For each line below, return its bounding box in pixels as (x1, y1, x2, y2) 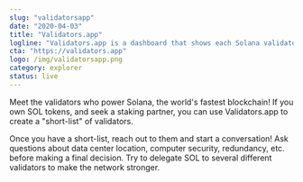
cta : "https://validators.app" (9, 47, 127, 56)
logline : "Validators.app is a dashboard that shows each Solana (9, 38, 260, 48)
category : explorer (9, 64, 83, 73)
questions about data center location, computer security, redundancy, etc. (9, 142, 286, 153)
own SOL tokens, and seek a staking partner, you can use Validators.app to (9, 105, 289, 117)
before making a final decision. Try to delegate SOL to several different (9, 152, 272, 163)
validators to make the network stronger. (9, 161, 161, 172)
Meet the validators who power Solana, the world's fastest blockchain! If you (9, 96, 294, 107)
